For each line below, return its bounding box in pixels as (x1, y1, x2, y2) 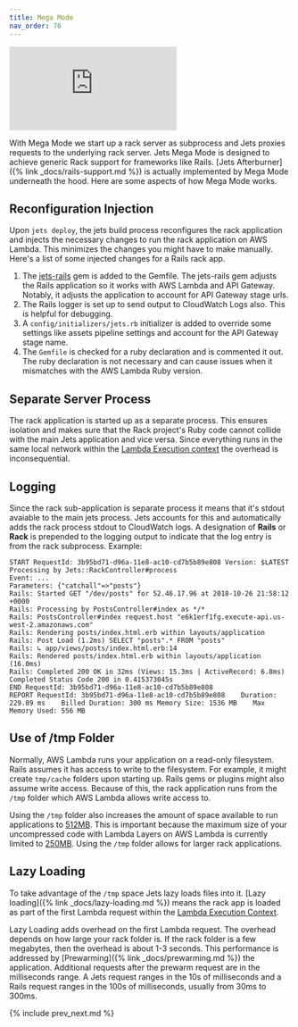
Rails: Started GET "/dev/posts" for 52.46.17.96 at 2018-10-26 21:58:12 (9, 589, 290, 598)
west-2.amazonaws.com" (9, 620, 94, 630)
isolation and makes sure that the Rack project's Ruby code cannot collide (9, 425, 281, 436)
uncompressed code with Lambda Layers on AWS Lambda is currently (9, 828, 269, 839)
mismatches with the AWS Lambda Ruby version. (21, 365, 203, 376)
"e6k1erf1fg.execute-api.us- (177, 613, 286, 622)
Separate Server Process (9, 391, 152, 406)
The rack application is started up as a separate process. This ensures (9, 415, 268, 426)
